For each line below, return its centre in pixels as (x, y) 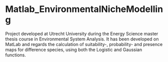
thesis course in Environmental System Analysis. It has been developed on (82, 39)
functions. (16, 55)
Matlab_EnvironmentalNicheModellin (84, 9)
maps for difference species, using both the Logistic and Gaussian (74, 49)
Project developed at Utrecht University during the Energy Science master (82, 33)
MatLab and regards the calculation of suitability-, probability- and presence (84, 44)
